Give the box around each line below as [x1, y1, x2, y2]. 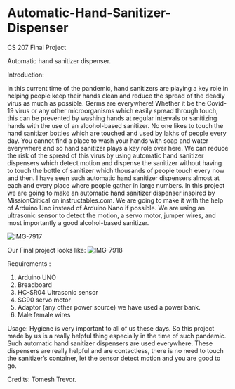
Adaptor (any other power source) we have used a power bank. [17, 302, 201, 311]
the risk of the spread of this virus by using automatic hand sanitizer [7, 151, 204, 160]
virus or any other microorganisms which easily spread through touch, [15, 106, 219, 115]
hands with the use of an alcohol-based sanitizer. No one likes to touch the [7, 121, 224, 129]
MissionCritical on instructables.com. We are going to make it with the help [7, 196, 224, 205]
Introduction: [7, 70, 44, 79]
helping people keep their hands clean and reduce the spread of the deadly [7, 91, 226, 100]
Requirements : [7, 259, 51, 268]
